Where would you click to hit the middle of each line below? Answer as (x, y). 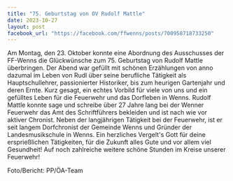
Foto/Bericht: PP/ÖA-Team (45, 171)
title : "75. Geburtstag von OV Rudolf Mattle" (76, 14)
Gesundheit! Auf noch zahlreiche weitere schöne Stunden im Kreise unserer (116, 150)
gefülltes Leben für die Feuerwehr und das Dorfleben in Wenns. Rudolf (109, 98)
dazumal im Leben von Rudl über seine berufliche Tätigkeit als (97, 75)
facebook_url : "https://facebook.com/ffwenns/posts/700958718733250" (111, 33)
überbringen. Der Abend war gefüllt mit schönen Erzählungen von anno (110, 68)
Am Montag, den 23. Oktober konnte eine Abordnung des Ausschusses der (116, 53)
